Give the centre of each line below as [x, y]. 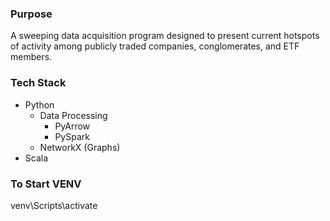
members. [31, 57]
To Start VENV [46, 184]
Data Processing [73, 115]
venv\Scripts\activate [54, 205]
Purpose [31, 14]
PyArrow [72, 126]
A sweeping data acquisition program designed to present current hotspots [165, 36]
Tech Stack [38, 83]
